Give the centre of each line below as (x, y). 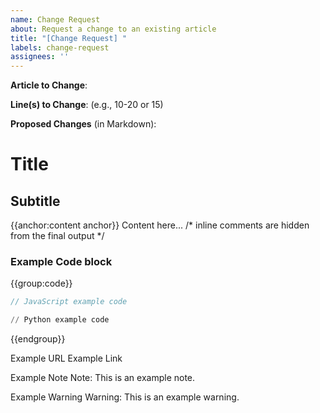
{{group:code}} (41, 283)
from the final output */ (57, 236)
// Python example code (60, 320)
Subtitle (35, 201)
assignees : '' (40, 57)
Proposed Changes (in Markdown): (83, 124)
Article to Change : (49, 85)
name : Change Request (55, 19)
